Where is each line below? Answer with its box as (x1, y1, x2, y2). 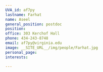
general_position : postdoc (5, 21, 62, 27)
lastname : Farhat (5, 12, 42, 17)
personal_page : (5, 50, 37, 55)
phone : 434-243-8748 (5, 36, 49, 41)
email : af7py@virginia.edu (5, 41, 62, 46)
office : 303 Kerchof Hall (5, 31, 60, 36)
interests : (5, 54, 28, 60)
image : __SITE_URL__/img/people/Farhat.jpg (5, 45, 98, 50)
